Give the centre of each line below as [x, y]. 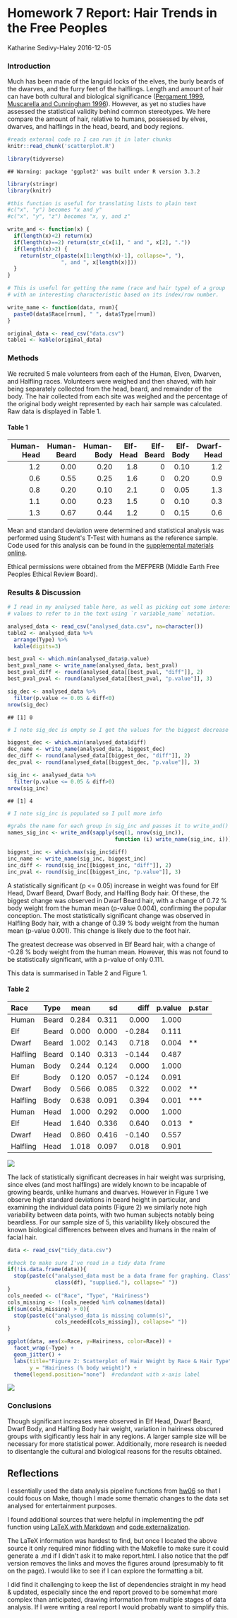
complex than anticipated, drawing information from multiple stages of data [117, 1599]
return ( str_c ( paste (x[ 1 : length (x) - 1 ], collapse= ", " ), [102, 256]
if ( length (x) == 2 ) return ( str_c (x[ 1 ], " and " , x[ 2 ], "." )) [102, 242]
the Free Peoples [57, 28]
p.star [198, 1008]
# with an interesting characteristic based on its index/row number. [113, 295]
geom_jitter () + [37, 1354]
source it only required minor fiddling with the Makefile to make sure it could [118, 1548]
